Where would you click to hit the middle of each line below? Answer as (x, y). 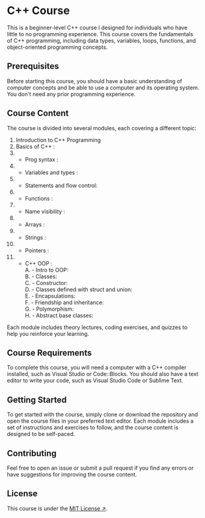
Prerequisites (33, 66)
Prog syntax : (41, 159)
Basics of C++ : (35, 146)
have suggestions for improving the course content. (72, 474)
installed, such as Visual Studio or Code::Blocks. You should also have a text (103, 374)
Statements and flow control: (61, 185)
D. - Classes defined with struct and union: (79, 289)
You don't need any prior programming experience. (71, 94)
